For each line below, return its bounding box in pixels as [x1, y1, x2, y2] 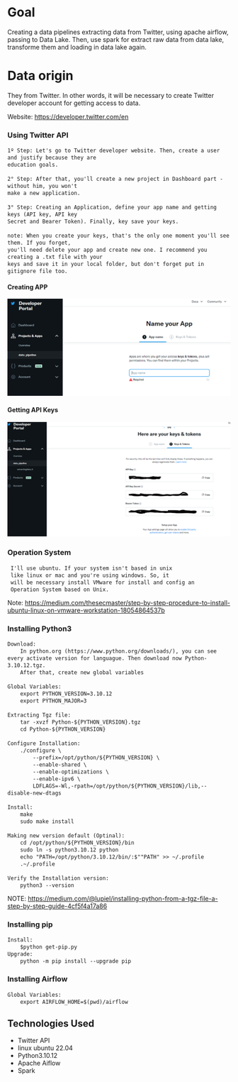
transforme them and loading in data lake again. [7, 43, 147, 51]
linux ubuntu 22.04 [17, 1044, 73, 1052]
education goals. [7, 161, 59, 169]
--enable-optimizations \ [33, 768, 110, 775]
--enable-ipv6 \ [33, 775, 81, 783]
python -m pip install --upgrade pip [20, 958, 132, 965]
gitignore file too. [7, 267, 69, 275]
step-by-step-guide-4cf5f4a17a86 [7, 902, 108, 910]
